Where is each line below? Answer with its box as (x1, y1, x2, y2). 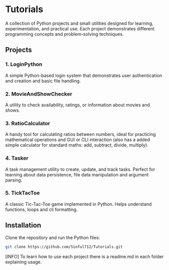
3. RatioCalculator (5, 120, 50, 127)
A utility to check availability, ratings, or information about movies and (5, 102, 150, 108)
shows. (5, 107, 20, 113)
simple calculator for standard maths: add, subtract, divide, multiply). (5, 142, 149, 148)
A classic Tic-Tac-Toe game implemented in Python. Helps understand (5, 201, 152, 207)
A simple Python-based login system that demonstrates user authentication (5, 72, 162, 78)
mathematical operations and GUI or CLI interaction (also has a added (5, 137, 150, 143)
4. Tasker (5, 155, 29, 162)
